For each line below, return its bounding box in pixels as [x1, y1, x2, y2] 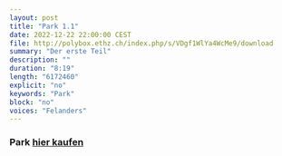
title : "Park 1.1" [9, 22, 79, 31]
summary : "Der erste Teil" [9, 47, 112, 56]
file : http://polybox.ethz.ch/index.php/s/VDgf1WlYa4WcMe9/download [9, 38, 274, 48]
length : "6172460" [9, 73, 79, 82]
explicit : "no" [9, 81, 67, 90]
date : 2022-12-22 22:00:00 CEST [9, 30, 131, 39]
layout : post [9, 13, 59, 23]
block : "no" [9, 97, 54, 107]
